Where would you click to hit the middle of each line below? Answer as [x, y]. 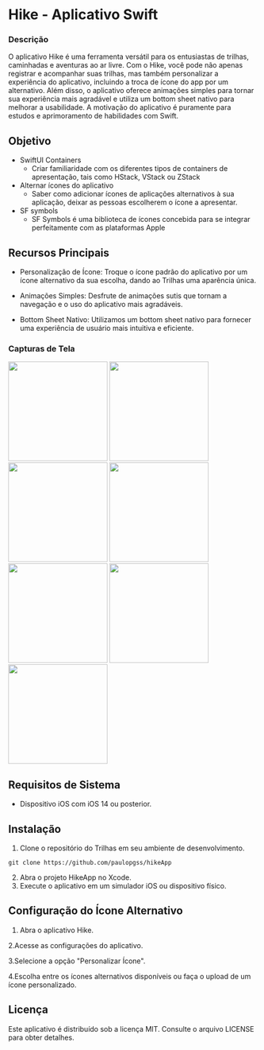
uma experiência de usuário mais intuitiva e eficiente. [107, 329]
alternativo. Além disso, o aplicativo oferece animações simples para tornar [131, 91]
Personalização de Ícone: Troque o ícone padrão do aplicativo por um [134, 272]
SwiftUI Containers [50, 160]
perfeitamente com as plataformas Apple [98, 227]
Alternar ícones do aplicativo [67, 185]
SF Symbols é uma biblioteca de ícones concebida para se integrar [141, 220]
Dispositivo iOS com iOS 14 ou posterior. [86, 804]
